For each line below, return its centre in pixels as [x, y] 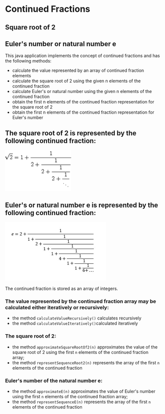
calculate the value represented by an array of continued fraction [78, 70]
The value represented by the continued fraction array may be [81, 301]
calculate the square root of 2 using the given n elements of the [76, 81]
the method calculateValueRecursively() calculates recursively [77, 318]
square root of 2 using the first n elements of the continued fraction [80, 352]
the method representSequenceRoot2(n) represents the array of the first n [86, 362]
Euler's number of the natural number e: [54, 381]
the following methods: [28, 61]
